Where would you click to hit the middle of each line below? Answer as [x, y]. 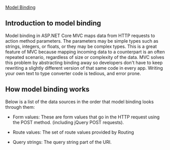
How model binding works [47, 89]
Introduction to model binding [53, 23]
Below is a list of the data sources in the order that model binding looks [79, 102]
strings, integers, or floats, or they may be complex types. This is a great [81, 46]
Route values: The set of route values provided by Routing [73, 132]
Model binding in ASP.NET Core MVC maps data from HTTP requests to [80, 36]
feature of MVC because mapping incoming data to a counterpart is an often [85, 52]
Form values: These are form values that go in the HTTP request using [86, 117]
